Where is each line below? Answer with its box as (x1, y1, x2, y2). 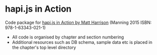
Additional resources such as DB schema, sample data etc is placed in (12, 39, 153, 45)
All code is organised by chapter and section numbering (12, 34, 125, 40)
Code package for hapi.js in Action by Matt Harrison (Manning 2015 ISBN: (5, 19, 152, 25)
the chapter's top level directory (12, 44, 76, 50)
